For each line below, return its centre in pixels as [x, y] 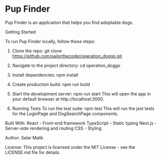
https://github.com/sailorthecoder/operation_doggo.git [67, 56]
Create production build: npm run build [51, 84]
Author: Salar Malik [24, 138]
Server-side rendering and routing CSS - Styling [53, 128]
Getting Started [20, 32]
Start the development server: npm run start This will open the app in [81, 94]
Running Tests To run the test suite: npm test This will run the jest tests [83, 108]
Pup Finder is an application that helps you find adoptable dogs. [69, 22]
